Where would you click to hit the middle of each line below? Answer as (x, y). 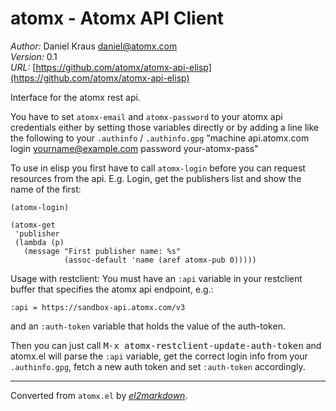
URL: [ (23, 67)
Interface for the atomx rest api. (75, 97)
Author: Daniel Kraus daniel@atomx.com (94, 46)
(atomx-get (33, 225)
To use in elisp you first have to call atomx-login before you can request (158, 168)
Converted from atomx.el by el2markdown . (99, 395)
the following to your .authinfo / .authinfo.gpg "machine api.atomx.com (160, 138)
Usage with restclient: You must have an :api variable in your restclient (156, 278)
